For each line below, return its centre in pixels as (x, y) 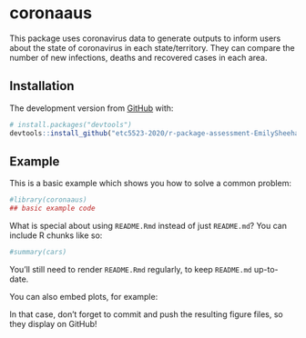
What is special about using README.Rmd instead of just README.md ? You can (148, 226)
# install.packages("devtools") (71, 124)
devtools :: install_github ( (61, 133)
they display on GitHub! (53, 323)
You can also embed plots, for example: (84, 296)
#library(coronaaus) (49, 200)
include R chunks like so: (56, 235)
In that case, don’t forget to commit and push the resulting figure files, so (147, 314)
